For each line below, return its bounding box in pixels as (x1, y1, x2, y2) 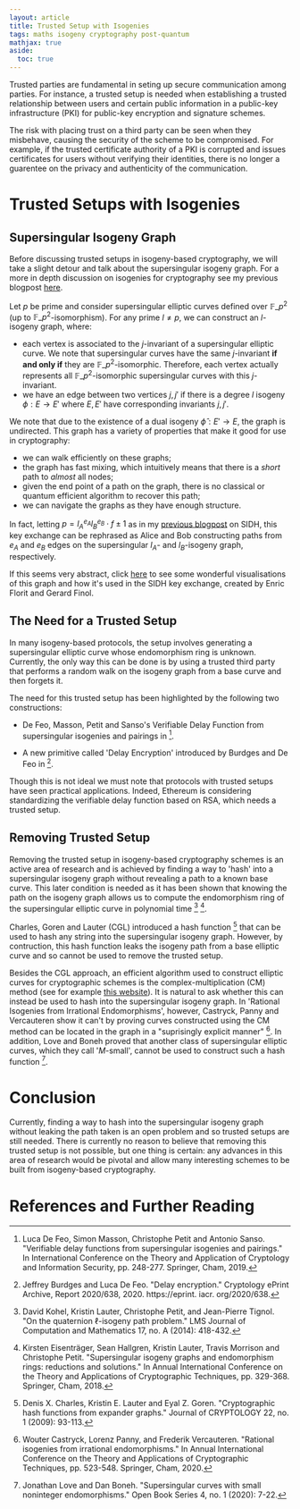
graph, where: (39, 321, 92, 332)
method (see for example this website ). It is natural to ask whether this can (9, 987, 284, 998)
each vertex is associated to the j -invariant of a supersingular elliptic (21, 339, 274, 350)
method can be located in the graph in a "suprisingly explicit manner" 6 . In (9, 1024, 282, 1037)
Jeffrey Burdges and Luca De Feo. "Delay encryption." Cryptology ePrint (21, 1279, 289, 1290)
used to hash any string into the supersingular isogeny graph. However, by (9, 932, 283, 942)
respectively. (9, 551, 56, 561)
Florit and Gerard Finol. (9, 587, 95, 598)
